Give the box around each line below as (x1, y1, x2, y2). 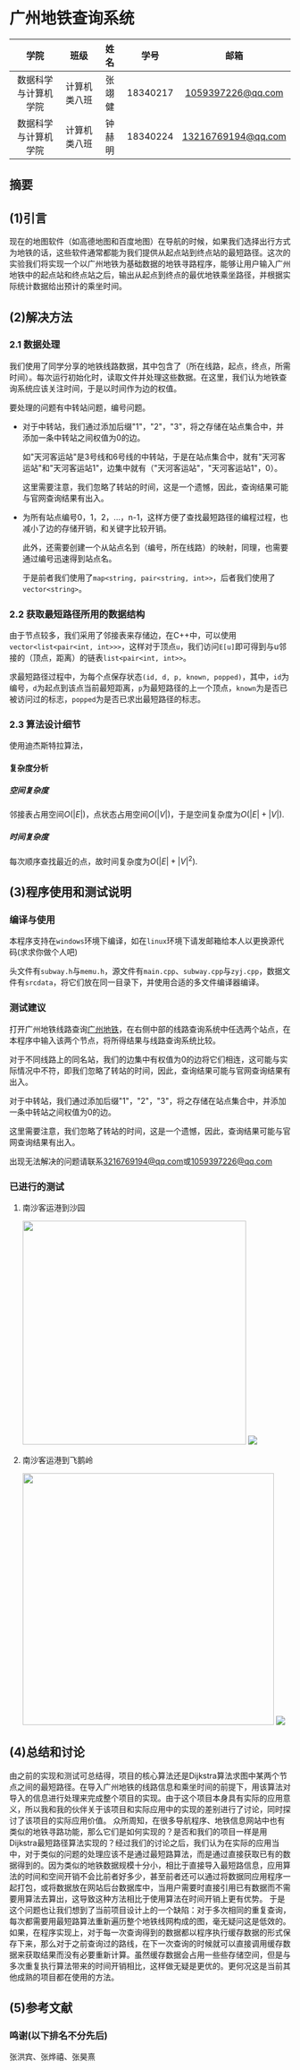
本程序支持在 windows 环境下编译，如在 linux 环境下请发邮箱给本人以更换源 (9, 936, 277, 946)
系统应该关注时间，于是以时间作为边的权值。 (16, 382, 181, 394)
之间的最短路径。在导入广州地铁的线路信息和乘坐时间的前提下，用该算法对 (16, 1781, 291, 1792)
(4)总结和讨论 (9, 1745, 86, 1760)
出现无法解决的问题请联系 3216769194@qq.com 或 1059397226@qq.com (9, 1156, 273, 1167)
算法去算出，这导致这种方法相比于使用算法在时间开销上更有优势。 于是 (24, 1893, 286, 1903)
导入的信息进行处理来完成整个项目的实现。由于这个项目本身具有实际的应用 (9, 1792, 283, 1803)
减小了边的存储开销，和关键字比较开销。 (21, 523, 171, 534)
